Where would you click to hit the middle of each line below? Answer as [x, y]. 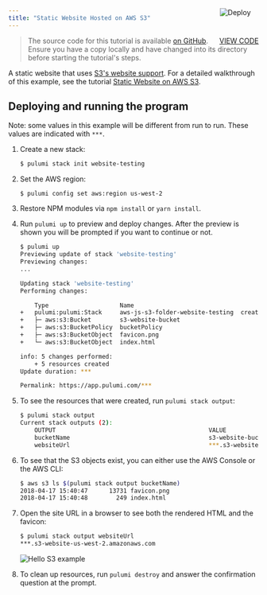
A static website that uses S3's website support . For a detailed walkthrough [132, 73]
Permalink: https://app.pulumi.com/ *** [86, 386]
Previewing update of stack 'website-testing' [98, 255]
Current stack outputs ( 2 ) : [66, 423]
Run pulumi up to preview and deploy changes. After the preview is [130, 224]
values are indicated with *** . [56, 134]
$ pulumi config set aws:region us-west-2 [91, 194]
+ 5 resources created [72, 364]
